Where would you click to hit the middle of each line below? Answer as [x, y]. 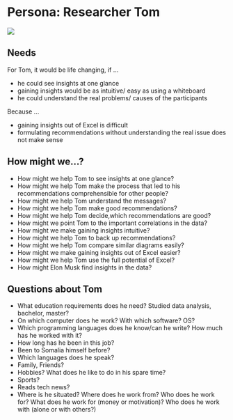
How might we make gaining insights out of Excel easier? [99, 252]
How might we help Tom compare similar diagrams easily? [101, 245]
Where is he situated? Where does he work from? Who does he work [116, 395]
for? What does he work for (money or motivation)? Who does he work [119, 402]
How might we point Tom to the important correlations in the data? [112, 223]
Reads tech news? [43, 387]
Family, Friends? [41, 365]
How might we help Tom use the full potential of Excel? [96, 260]
